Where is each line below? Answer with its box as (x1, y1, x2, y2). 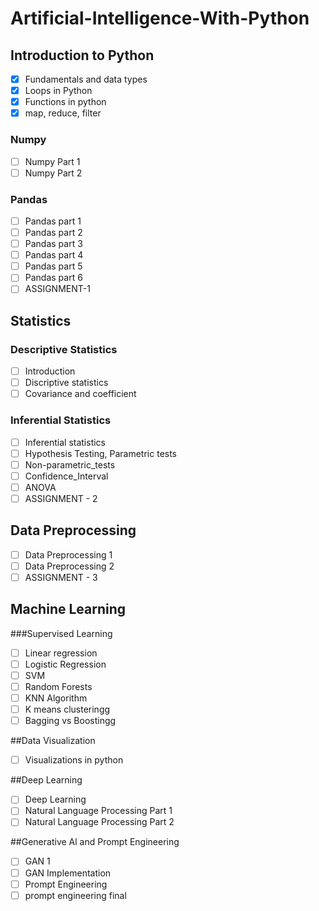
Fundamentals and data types (24, 73, 148, 85)
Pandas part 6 (24, 272, 83, 284)
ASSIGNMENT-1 (24, 283, 91, 295)
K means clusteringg (24, 703, 111, 716)
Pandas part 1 (24, 215, 82, 227)
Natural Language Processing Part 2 (24, 816, 175, 828)
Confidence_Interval (24, 470, 109, 482)
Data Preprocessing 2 (24, 560, 115, 572)
